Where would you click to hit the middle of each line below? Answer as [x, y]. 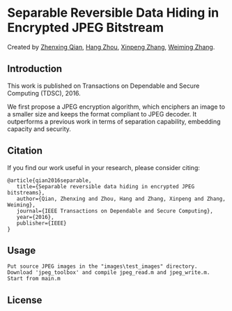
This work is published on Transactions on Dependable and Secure [103, 86]
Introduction [35, 69]
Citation [25, 151]
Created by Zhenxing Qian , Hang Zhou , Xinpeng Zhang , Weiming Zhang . [111, 47]
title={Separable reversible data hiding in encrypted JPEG [106, 186]
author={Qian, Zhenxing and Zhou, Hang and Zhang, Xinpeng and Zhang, [121, 199]
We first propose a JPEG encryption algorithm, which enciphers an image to [116, 107]
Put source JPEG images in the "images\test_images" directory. [102, 266]
